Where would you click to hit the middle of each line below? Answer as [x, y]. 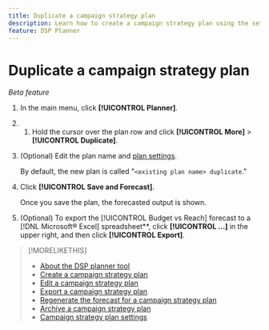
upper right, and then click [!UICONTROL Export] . [102, 235]
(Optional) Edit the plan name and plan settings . [98, 156]
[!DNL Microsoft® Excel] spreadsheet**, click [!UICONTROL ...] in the [134, 227]
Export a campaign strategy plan [94, 292]
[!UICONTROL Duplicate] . [75, 140]
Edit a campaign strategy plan [89, 283]
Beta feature [29, 92]
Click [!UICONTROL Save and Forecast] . [87, 187]
